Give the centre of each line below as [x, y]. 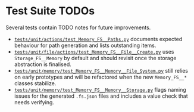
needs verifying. [34, 102]
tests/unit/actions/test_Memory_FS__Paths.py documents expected [98, 39]
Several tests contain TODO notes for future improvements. [78, 27]
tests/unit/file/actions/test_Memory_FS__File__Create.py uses [94, 51]
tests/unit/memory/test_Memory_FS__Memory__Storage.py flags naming [100, 89]
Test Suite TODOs [50, 11]
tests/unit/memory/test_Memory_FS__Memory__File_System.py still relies [101, 70]
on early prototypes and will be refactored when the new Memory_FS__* [100, 77]
